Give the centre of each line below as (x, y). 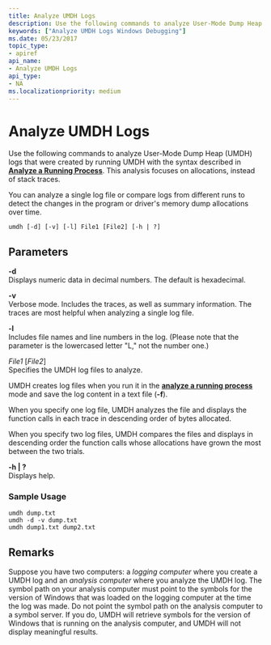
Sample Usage (38, 497)
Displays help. (32, 476)
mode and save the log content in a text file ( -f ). (88, 394)
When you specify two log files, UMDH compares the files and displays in (131, 435)
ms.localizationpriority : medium (65, 91)
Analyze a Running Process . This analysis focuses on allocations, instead (132, 171)
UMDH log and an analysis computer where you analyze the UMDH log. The (135, 580)
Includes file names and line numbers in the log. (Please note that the (124, 337)
